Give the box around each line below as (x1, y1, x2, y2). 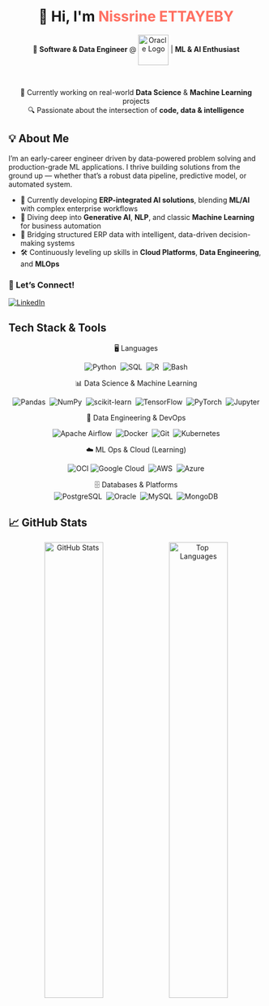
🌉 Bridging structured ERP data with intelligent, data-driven (19, 229, 217, 239)
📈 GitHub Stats (8, 516, 88, 530)
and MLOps (19, 259, 60, 269)
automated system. (8, 179, 73, 189)
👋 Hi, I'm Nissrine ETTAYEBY (38, 7, 234, 26)
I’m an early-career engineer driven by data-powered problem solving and (8, 153, 256, 163)
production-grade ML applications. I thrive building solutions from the (8, 162, 241, 171)
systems (46, 238, 75, 248)
